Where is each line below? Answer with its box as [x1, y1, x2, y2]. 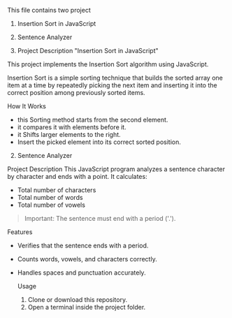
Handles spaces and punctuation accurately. [17, 268, 146, 277]
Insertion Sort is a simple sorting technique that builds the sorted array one [7, 73, 224, 82]
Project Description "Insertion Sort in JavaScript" [17, 47, 159, 55]
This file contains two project [7, 6, 91, 14]
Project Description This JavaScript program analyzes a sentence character [7, 165, 226, 173]
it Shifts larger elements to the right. [17, 131, 121, 138]
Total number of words [17, 194, 83, 201]
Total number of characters [17, 186, 96, 194]
